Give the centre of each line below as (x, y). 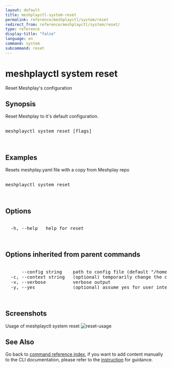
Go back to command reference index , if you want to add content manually (84, 354)
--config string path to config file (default (85, 272)
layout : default (23, 10)
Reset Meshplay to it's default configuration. (52, 117)
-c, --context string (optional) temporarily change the (86, 277)
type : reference (23, 29)
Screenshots (26, 314)
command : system (23, 44)
